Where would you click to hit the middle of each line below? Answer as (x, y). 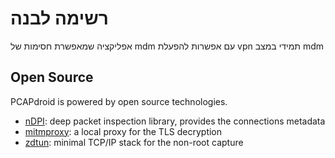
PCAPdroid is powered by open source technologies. (119, 101)
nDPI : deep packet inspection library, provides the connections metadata (175, 121)
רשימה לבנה (59, 18)
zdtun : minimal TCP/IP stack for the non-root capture (134, 142)
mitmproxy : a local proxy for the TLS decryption (123, 131)
